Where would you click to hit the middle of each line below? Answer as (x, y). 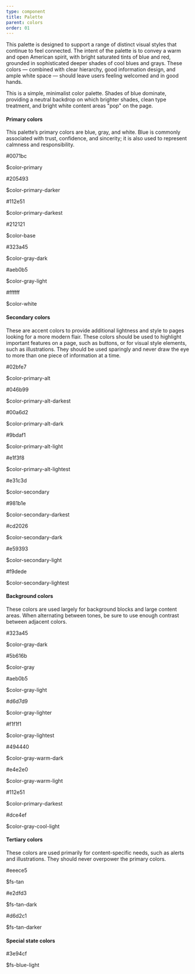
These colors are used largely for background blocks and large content (91, 609)
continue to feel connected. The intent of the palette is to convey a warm (94, 51)
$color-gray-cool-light (33, 826)
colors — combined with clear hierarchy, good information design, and (91, 70)
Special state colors (31, 941)
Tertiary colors (25, 840)
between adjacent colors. (36, 621)
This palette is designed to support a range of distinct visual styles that (91, 45)
